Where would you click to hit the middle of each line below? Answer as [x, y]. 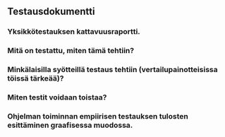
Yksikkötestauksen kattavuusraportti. [74, 32]
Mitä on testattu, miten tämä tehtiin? [71, 51]
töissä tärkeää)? [36, 78]
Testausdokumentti [51, 12]
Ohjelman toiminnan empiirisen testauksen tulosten [98, 116]
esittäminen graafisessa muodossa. [70, 125]
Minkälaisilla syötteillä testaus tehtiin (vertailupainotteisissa [112, 70]
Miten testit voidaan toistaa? [57, 97]
